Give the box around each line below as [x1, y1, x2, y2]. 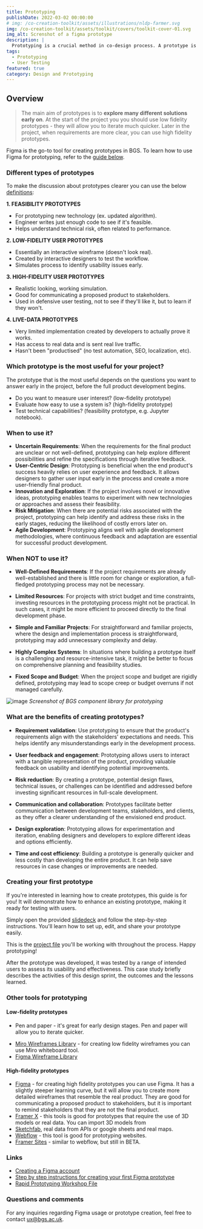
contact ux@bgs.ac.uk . [6, 1215, 64, 1222]
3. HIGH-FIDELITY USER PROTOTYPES [6, 273, 105, 281]
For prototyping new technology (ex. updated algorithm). [15, 212, 157, 219]
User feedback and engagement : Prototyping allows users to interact [15, 751, 190, 758]
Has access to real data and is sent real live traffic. [15, 341, 141, 348]
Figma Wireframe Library [15, 1053, 78, 1060]
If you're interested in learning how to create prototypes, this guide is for [6, 891, 188, 899]
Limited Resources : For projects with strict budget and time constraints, [15, 592, 196, 600]
